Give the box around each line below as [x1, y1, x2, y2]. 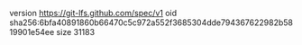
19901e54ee [9, 27, 55, 37]
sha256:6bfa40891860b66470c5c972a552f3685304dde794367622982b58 [9, 17, 293, 28]
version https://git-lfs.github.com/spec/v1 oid [9, 8, 178, 18]
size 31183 [56, 27, 96, 37]
